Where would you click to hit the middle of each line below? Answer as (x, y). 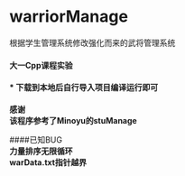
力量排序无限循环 (41, 151)
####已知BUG (36, 139)
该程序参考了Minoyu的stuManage (73, 120)
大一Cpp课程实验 (42, 65)
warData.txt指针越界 (48, 162)
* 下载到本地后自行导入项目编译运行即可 (84, 88)
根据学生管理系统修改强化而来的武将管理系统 (92, 42)
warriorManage (69, 17)
